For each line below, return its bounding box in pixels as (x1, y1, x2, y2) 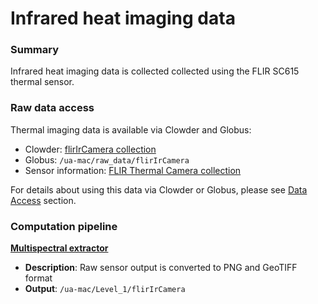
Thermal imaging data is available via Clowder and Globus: (10, 123, 252, 136)
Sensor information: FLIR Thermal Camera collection (24, 164, 242, 176)
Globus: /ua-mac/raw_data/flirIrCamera (24, 153, 190, 166)
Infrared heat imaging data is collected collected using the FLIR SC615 (10, 65, 300, 77)
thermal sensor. (10, 76, 75, 88)
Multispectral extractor (10, 242, 109, 254)
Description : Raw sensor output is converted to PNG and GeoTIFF (24, 262, 298, 274)
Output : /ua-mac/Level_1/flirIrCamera (24, 283, 186, 295)
